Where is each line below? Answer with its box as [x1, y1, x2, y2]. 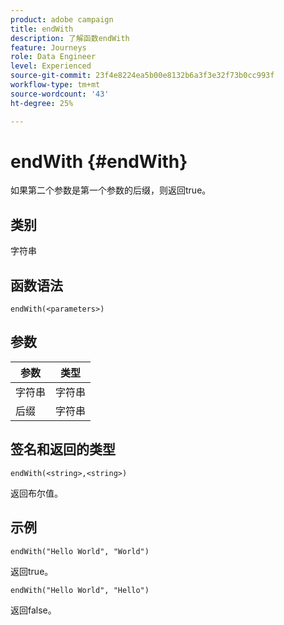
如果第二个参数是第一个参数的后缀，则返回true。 [10, 184, 212, 196]
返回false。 [10, 604, 57, 616]
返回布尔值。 [10, 487, 63, 499]
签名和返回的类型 [10, 441, 116, 458]
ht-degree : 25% [10, 98, 74, 108]
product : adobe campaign [10, 14, 114, 25]
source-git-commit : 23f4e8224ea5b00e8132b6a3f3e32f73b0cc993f [10, 71, 275, 81]
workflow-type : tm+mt [10, 80, 101, 90]
